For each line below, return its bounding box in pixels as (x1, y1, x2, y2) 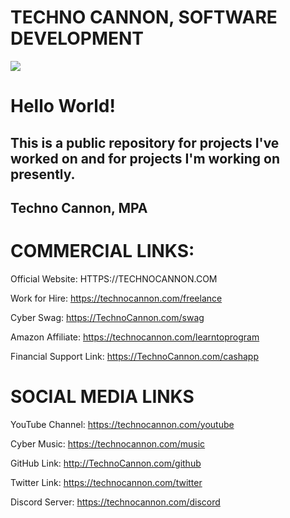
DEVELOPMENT (10, 27, 145, 50)
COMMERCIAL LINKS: (10, 240, 195, 263)
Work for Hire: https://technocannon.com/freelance (10, 292, 223, 304)
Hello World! (10, 95, 116, 118)
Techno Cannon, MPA (10, 199, 148, 216)
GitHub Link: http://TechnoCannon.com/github (10, 457, 202, 469)
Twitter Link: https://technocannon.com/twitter (10, 476, 203, 488)
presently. (10, 166, 76, 183)
